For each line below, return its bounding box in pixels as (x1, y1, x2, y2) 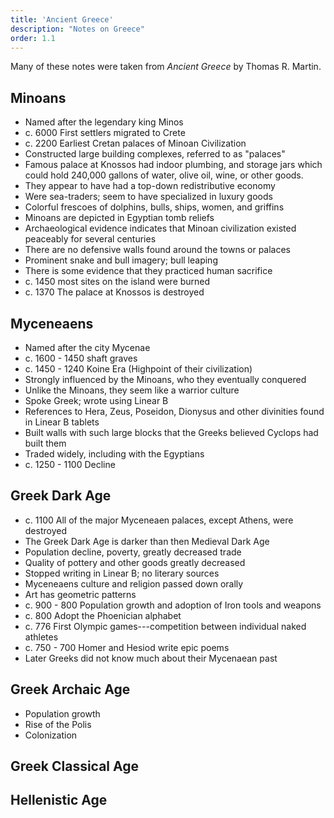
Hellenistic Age (10, 792, 108, 809)
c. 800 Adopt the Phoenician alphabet (24, 609, 182, 621)
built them (24, 437, 67, 449)
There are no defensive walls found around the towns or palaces (24, 244, 292, 256)
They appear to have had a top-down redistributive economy (24, 180, 276, 192)
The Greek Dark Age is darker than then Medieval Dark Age (24, 535, 270, 547)
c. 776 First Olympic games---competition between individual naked (24, 620, 307, 632)
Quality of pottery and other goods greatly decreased (24, 556, 246, 568)
